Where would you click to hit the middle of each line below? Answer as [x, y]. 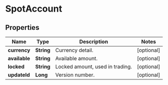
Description [94, 42]
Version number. [75, 75]
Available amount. [76, 58]
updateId [19, 75]
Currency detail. [74, 50]
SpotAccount [34, 9]
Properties [22, 28]
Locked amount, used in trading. [94, 67]
